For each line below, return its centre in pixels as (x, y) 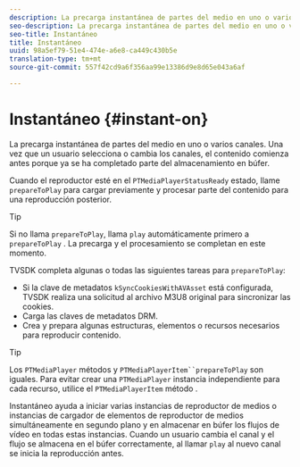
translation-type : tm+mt (55, 59)
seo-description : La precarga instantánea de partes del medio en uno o (147, 26)
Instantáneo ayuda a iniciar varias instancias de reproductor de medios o (143, 405)
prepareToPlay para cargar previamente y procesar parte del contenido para (149, 189)
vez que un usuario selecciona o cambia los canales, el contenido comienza (149, 154)
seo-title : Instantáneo (54, 34)
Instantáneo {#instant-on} (109, 119)
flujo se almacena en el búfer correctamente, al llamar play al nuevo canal (145, 444)
